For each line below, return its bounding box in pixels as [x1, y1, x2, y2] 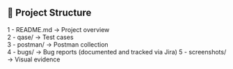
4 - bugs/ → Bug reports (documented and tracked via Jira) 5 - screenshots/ [7, 47, 227, 56]
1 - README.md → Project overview [7, 25, 110, 33]
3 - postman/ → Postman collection [7, 40, 109, 49]
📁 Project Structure [7, 7, 92, 19]
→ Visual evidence [7, 55, 61, 63]
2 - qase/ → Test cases [7, 33, 74, 41]
